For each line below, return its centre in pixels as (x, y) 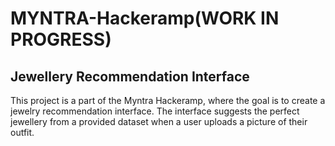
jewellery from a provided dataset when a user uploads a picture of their (159, 121)
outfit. (22, 132)
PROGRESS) (61, 39)
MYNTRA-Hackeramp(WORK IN (145, 18)
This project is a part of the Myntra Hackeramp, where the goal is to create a (168, 100)
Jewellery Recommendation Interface (130, 76)
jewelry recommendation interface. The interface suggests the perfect (155, 111)
